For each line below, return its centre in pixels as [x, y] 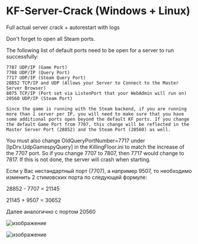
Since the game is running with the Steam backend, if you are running [96, 109]
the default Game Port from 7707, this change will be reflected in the [98, 124]
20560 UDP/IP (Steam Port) [39, 98]
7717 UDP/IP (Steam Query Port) [46, 78]
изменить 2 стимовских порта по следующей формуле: [76, 177]
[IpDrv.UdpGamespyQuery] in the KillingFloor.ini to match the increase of [95, 147]
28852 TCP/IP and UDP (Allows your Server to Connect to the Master [92, 83]
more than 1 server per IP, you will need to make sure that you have [95, 114]
